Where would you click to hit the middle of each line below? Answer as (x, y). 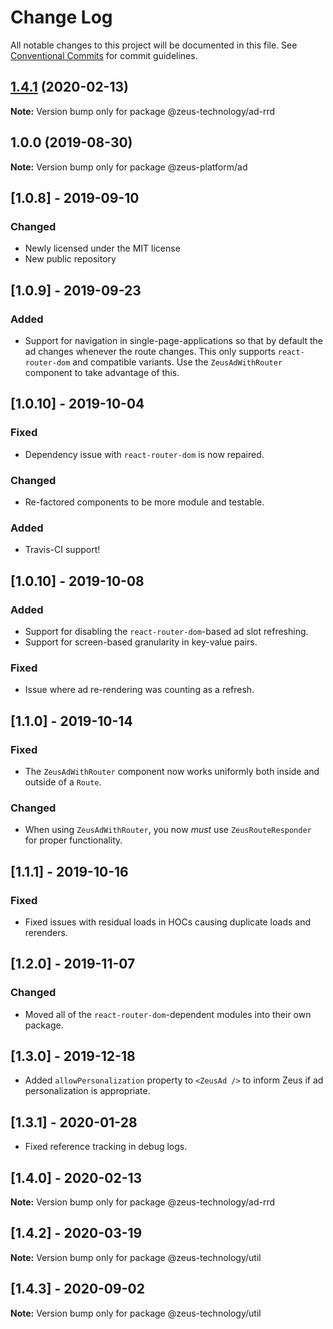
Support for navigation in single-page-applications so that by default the (173, 340)
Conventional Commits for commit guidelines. (104, 55)
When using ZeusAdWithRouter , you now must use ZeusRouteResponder (168, 830)
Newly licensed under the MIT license (102, 248)
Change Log (61, 17)
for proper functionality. (73, 840)
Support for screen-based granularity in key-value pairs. (141, 642)
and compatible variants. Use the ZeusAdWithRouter (177, 362)
